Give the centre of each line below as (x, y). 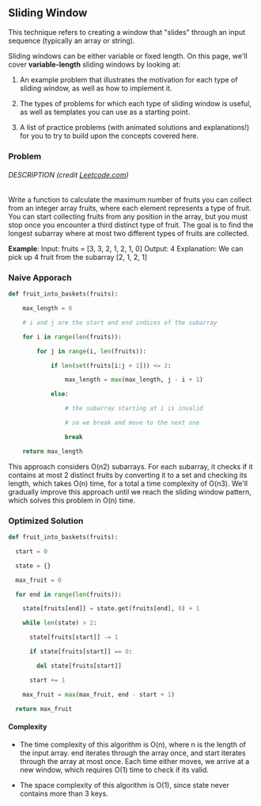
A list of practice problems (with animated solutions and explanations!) (134, 127)
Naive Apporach (40, 277)
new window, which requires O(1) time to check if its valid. (114, 770)
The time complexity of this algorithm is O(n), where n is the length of (133, 744)
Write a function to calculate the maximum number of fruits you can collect (130, 199)
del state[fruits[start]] (79, 666)
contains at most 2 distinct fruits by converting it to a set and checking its (128, 475)
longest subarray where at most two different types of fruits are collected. (129, 233)
